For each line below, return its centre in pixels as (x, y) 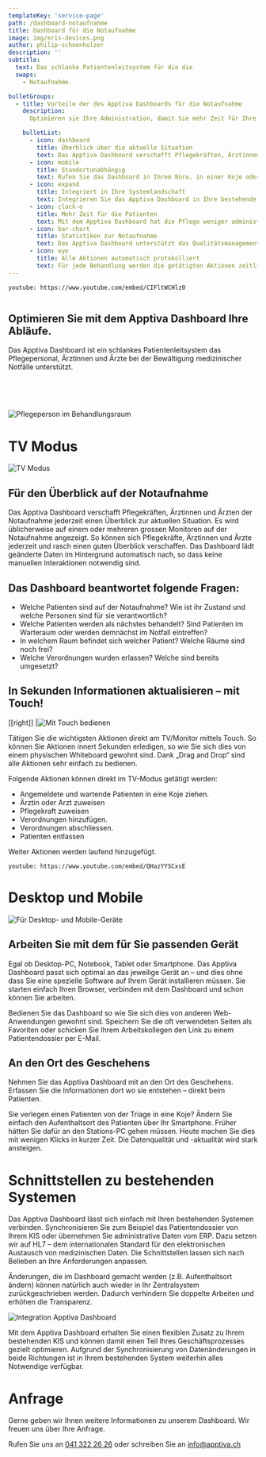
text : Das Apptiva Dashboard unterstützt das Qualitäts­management (148, 244)
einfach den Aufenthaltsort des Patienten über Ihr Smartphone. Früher (122, 1123)
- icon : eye (49, 251)
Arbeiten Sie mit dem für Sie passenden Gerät (123, 944)
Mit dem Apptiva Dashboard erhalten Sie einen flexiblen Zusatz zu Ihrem (126, 1333)
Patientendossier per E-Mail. (55, 1038)
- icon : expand (54, 185)
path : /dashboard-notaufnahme (58, 23)
